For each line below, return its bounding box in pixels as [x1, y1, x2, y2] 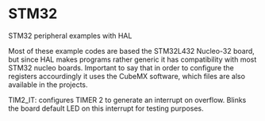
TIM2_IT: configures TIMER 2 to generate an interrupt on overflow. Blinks [8, 95, 247, 104]
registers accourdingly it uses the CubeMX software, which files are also [8, 71, 246, 81]
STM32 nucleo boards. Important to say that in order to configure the [8, 62, 234, 72]
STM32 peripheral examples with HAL [8, 31, 132, 40]
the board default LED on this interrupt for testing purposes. [8, 104, 204, 113]
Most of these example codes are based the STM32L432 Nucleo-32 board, [8, 46, 255, 55]
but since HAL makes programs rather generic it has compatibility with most [8, 55, 257, 64]
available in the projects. [8, 80, 89, 89]
